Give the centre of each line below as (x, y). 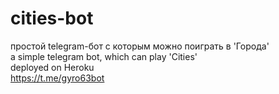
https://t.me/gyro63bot (57, 78)
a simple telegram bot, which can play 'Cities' (104, 56)
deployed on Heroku (52, 67)
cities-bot (52, 18)
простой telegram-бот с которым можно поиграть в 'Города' (140, 46)
